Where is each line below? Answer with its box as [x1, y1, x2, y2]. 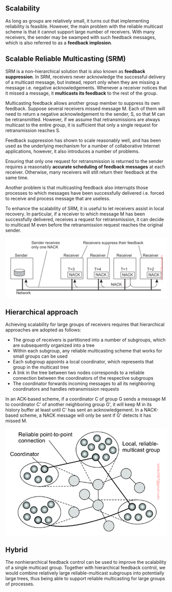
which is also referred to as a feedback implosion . [5, 40, 112, 46]
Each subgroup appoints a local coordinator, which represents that [12, 359, 154, 365]
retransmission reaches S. [5, 127, 61, 133]
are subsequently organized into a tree [12, 342, 95, 348]
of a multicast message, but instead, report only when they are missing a [5, 79, 159, 85]
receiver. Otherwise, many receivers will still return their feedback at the [5, 169, 158, 175]
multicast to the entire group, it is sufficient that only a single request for [5, 122, 158, 128]
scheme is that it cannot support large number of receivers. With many [5, 28, 155, 35]
